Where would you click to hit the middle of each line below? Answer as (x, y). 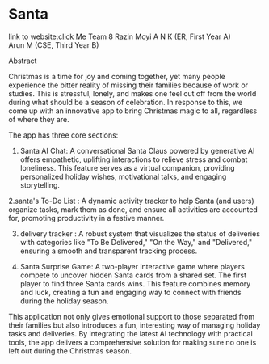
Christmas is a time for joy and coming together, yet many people (117, 76)
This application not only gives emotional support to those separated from (132, 316)
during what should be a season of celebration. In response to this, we (126, 102)
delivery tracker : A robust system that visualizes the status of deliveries (140, 233)
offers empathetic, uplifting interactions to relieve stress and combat (134, 159)
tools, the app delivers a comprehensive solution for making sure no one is (132, 342)
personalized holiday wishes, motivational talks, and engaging (123, 176)
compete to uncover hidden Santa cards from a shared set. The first (133, 275)
